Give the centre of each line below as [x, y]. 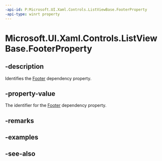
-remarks [20, 121]
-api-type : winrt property [32, 14]
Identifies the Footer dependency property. [48, 78]
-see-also [20, 154]
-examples [22, 137]
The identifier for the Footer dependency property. [56, 105]
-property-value [30, 93]
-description [24, 67]
